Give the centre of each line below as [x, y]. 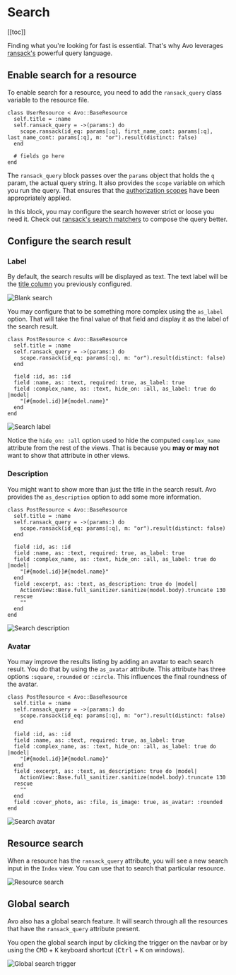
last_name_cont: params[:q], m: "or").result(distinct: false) [102, 137]
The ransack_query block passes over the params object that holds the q [111, 175]
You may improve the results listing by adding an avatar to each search [111, 662]
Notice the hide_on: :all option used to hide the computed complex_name [114, 441]
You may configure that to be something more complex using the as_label [115, 312]
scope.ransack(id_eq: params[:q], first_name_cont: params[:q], [117, 131]
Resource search [45, 844]
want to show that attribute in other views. [69, 456]
